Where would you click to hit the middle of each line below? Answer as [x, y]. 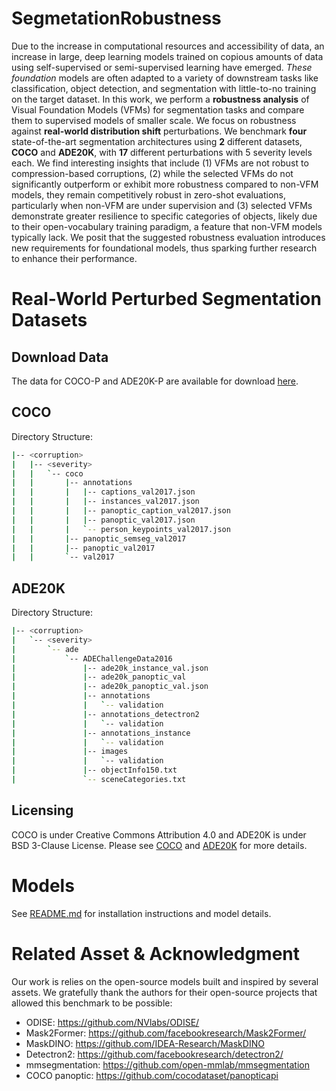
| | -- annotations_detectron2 [105, 714]
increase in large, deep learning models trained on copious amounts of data [167, 56]
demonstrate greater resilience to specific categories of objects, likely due [164, 216]
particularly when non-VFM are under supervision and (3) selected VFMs [162, 205]
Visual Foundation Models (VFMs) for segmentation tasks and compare [158, 109]
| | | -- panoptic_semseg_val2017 [99, 538]
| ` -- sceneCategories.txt [99, 780]
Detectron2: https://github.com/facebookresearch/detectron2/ [154, 1054]
